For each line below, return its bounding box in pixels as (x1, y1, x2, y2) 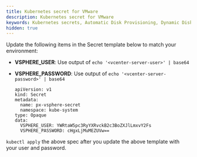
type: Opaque (14, 112, 47, 118)
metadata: (14, 97, 39, 103)
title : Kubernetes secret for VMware (6, 8, 98, 15)
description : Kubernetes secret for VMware (6, 14, 114, 20)
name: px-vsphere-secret (20, 102, 81, 108)
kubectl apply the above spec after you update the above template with (6, 138, 180, 145)
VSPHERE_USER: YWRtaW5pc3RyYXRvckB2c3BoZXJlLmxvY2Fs (20, 123, 152, 129)
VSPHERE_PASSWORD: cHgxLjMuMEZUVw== (20, 128, 110, 134)
